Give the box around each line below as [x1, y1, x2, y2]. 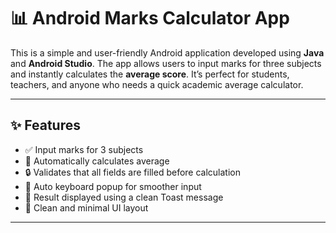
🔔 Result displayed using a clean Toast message [24, 191, 224, 203]
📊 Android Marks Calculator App [10, 7, 290, 30]
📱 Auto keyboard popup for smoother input [24, 180, 202, 192]
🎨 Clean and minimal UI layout [24, 201, 149, 214]
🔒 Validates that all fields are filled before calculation [24, 166, 241, 178]
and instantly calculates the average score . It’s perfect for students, [10, 68, 290, 80]
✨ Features [10, 117, 81, 134]
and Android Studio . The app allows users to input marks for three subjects [10, 57, 322, 69]
